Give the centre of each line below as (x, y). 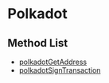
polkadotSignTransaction (60, 70)
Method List (38, 43)
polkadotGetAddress (53, 62)
